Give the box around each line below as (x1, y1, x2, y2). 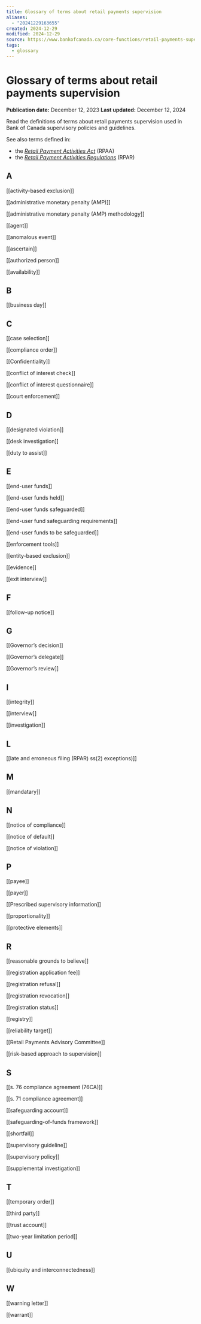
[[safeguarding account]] (6, 1107, 68, 1114)
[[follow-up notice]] (6, 609, 54, 616)
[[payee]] (6, 878, 29, 885)
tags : (6, 43, 20, 49)
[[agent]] (6, 222, 28, 229)
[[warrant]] (6, 1311, 33, 1318)
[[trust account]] (6, 1221, 47, 1228)
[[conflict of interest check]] (6, 370, 76, 377)
